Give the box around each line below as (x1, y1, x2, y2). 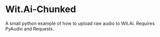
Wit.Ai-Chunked (5, 4, 76, 15)
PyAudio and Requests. (5, 25, 54, 31)
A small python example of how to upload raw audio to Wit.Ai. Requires (5, 20, 155, 26)
